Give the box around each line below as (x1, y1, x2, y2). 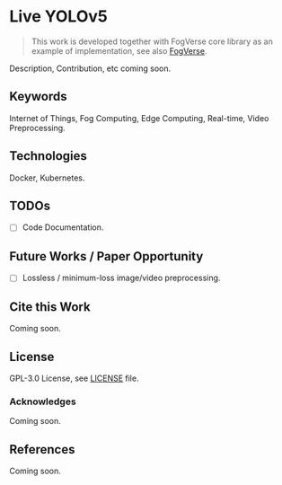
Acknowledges (9, 395, 76, 408)
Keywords (9, 89, 67, 104)
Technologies (9, 148, 88, 163)
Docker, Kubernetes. (9, 172, 85, 183)
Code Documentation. (22, 222, 104, 233)
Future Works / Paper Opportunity (9, 249, 204, 264)
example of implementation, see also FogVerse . (31, 45, 207, 56)
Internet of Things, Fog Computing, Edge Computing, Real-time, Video (9, 112, 269, 123)
